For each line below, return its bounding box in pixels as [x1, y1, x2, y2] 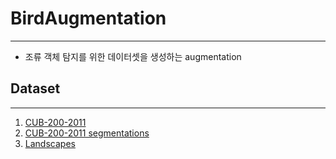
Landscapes [24, 137, 76, 149]
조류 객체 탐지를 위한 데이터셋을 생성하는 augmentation [24, 50, 242, 62]
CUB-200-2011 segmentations [24, 127, 150, 139]
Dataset [10, 80, 61, 97]
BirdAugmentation [10, 7, 167, 30]
